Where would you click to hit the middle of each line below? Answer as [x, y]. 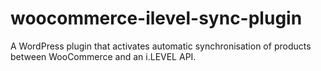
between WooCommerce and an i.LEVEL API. [103, 56]
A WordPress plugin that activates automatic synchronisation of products [161, 46]
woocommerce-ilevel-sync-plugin [156, 18]
